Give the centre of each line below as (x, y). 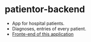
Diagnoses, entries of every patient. (49, 28)
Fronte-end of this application (43, 34)
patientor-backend (45, 9)
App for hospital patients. (38, 23)
